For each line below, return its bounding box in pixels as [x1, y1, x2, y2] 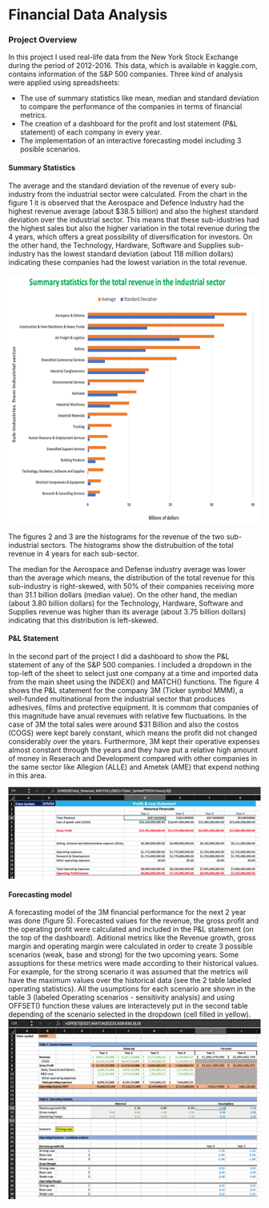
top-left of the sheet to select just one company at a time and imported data [8, 668, 259, 678]
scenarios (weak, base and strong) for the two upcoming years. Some [8, 950, 239, 960]
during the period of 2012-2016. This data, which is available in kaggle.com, [8, 61, 258, 70]
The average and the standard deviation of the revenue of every [8, 180, 219, 190]
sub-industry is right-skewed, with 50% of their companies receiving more [8, 581, 255, 590]
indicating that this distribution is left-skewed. [8, 615, 159, 625]
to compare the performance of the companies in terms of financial [19, 102, 243, 111]
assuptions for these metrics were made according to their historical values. [8, 959, 259, 968]
